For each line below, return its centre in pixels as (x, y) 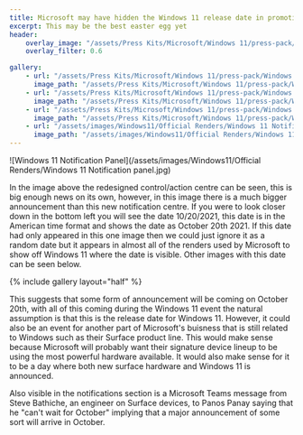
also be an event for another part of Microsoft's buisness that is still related (149, 328)
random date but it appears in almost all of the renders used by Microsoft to (150, 245)
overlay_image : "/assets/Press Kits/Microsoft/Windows (131, 43)
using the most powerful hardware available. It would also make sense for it (150, 356)
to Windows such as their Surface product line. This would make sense (141, 338)
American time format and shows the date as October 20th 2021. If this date (151, 226)
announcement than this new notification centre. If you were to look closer (147, 207)
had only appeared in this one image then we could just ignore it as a (138, 235)
